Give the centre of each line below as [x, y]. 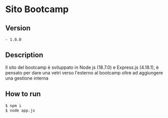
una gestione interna [27, 78]
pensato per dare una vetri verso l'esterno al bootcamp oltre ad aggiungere [84, 72]
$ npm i [13, 106]
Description [24, 55]
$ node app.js [20, 110]
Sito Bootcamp [37, 9]
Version [18, 28]
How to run [23, 94]
